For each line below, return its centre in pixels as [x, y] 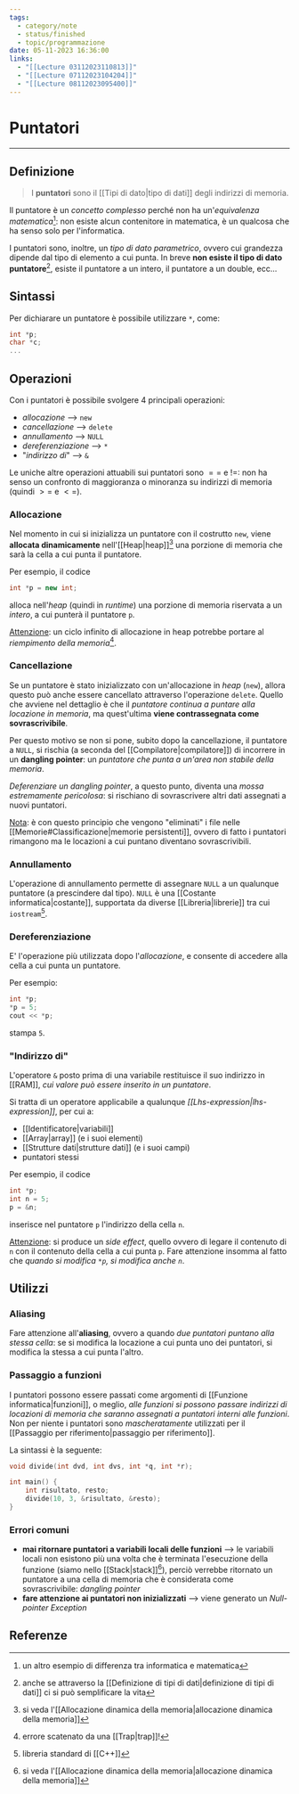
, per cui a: [74, 1111]
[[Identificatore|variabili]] [68, 1128]
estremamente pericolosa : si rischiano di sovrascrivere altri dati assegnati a [148, 795]
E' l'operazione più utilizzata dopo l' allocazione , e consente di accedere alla [149, 955]
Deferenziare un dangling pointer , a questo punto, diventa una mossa [137, 786]
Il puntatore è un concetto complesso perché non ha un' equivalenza [134, 210]
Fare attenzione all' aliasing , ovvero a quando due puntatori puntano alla [142, 1333]
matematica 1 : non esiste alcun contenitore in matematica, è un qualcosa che [149, 221]
